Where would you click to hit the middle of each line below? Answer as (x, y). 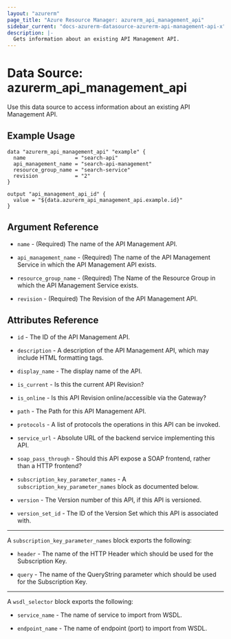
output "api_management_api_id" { (57, 194)
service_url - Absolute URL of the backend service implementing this (116, 438)
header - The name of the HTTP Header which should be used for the (115, 554)
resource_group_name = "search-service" (72, 170)
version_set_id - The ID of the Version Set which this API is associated (118, 513)
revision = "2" (52, 176)
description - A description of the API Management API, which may (113, 350)
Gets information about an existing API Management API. (97, 39)
